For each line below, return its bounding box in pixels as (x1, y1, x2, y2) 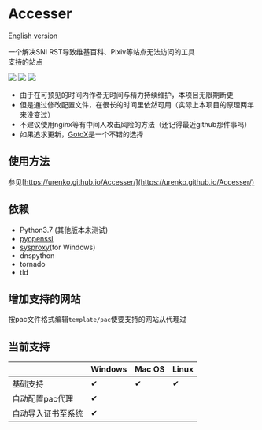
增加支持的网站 (8, 292, 81, 305)
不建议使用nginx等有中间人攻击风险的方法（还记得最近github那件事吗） (19, 119, 252, 129)
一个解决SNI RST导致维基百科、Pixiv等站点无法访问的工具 (8, 47, 195, 56)
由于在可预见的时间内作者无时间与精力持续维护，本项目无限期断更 (19, 90, 234, 99)
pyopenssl (19, 234, 54, 243)
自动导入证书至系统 (12, 408, 84, 419)
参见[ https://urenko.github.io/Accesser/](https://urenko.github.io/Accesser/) (8, 177, 255, 186)
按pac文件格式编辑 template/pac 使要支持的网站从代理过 (8, 315, 187, 324)
